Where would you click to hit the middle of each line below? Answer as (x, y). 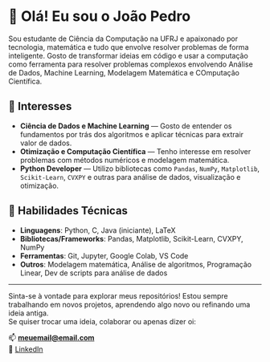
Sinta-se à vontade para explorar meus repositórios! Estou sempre (118, 295)
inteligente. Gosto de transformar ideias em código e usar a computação (129, 55)
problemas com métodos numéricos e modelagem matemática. (125, 160)
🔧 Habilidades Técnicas (68, 211)
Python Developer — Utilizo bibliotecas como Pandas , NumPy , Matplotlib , (139, 169)
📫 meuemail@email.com (51, 337)
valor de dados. (46, 143)
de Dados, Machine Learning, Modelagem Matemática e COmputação (124, 72)
